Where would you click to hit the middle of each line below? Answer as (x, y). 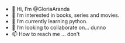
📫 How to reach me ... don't (46, 34)
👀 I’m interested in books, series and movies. (65, 15)
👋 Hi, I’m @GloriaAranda (41, 9)
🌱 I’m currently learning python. (49, 21)
